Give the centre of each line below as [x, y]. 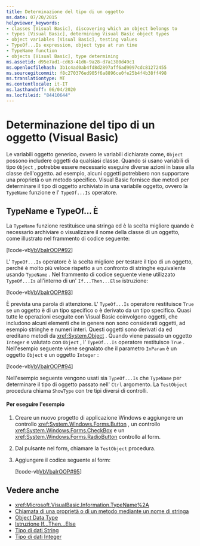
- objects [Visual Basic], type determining [62, 56]
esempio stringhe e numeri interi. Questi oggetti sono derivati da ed [89, 329]
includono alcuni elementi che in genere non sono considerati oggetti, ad [96, 323]
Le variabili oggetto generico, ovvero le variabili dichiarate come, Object [95, 154]
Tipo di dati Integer [38, 536]
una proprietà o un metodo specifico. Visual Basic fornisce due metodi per [98, 180]
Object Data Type [36, 517]
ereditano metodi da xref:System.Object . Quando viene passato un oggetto [99, 335]
